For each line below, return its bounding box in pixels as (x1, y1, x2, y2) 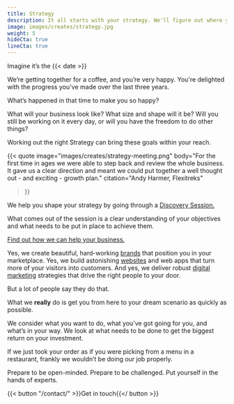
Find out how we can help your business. (7, 235, 125, 244)
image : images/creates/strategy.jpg (7, 23, 114, 30)
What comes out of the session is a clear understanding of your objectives (7, 214, 221, 223)
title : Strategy (7, 10, 54, 17)
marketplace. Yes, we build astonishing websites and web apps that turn (7, 256, 215, 264)
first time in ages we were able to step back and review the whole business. (7, 159, 225, 167)
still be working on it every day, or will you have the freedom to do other (7, 117, 214, 126)
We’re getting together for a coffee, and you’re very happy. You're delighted (7, 75, 225, 84)
